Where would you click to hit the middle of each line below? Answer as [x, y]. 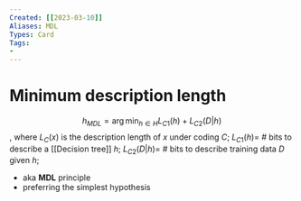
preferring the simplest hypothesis [86, 187]
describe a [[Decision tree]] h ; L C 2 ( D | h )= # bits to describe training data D [147, 150]
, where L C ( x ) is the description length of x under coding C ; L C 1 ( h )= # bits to [150, 138]
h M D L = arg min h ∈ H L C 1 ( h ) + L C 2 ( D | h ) [152, 122]
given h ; [24, 160]
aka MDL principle [56, 178]
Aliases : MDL [34, 26]
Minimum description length [118, 96]
